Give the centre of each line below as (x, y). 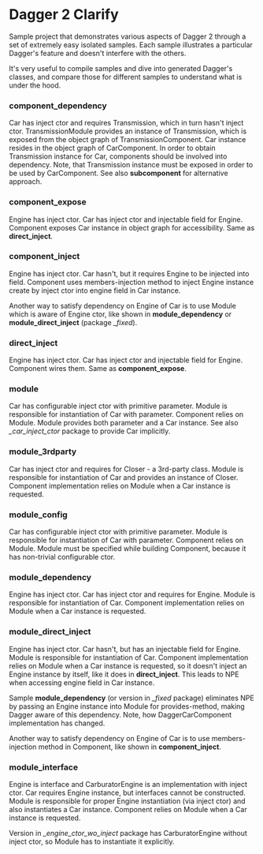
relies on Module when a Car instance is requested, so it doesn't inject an (128, 665)
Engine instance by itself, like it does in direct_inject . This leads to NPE (124, 674)
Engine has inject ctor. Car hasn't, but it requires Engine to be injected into (129, 273)
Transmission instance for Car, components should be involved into (118, 156)
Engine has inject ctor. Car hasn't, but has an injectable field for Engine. (125, 649)
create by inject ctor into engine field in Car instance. (95, 290)
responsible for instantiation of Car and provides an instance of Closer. (124, 477)
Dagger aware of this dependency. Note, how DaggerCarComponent (120, 714)
